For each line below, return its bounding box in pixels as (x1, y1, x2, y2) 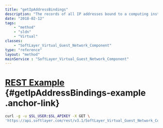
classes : (5, 39, 23, 43)
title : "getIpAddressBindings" (5, 7, 68, 12)
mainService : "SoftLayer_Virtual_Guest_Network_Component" (5, 57, 130, 61)
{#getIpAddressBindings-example (5, 87, 146, 99)
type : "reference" (5, 47, 42, 52)
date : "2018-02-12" (5, 16, 45, 21)
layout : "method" (5, 52, 40, 57)
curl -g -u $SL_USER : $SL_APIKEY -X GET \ (5, 114, 90, 119)
